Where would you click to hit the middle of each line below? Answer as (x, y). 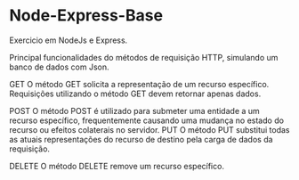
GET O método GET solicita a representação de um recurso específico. (139, 84)
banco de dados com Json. (59, 67)
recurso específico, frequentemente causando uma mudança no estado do (147, 120)
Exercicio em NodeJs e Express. (69, 40)
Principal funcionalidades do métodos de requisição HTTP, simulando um (144, 57)
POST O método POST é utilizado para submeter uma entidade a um (134, 110)
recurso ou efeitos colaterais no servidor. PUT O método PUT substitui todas (149, 129)
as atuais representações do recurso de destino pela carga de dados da (141, 139)
